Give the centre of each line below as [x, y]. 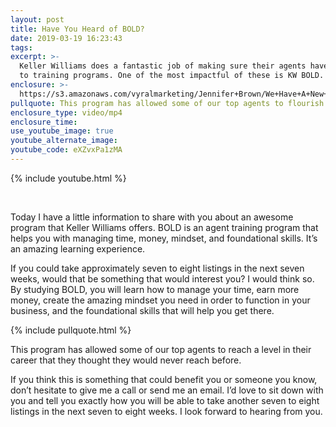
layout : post [37, 19]
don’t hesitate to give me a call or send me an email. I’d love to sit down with [167, 390]
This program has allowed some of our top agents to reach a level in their [161, 349]
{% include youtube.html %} [68, 178]
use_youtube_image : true [62, 131]
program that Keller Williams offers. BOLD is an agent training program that [164, 227]
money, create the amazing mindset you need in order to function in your [160, 300]
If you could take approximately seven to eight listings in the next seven [157, 268]
